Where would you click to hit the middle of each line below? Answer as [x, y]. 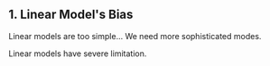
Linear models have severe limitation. [78, 54]
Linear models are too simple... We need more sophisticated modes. [135, 36]
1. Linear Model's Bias [71, 15]
